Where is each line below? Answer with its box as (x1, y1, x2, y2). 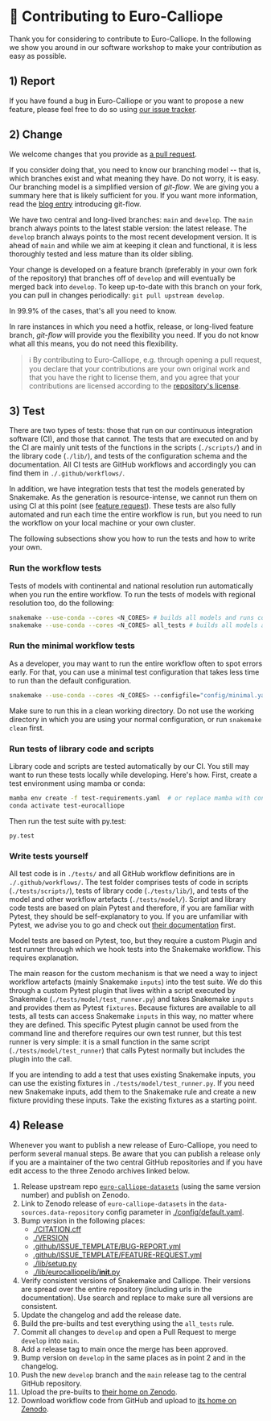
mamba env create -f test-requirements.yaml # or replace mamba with (9, 794, 251, 802)
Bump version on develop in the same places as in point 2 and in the (20, 1352, 246, 1362)
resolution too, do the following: (9, 598, 115, 608)
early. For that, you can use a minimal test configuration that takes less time (9, 667, 260, 676)
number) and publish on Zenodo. (20, 1190, 130, 1199)
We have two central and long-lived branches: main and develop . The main (9, 214, 253, 224)
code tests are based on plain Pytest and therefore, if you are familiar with (9, 903, 254, 912)
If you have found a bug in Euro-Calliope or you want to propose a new (9, 96, 244, 106)
